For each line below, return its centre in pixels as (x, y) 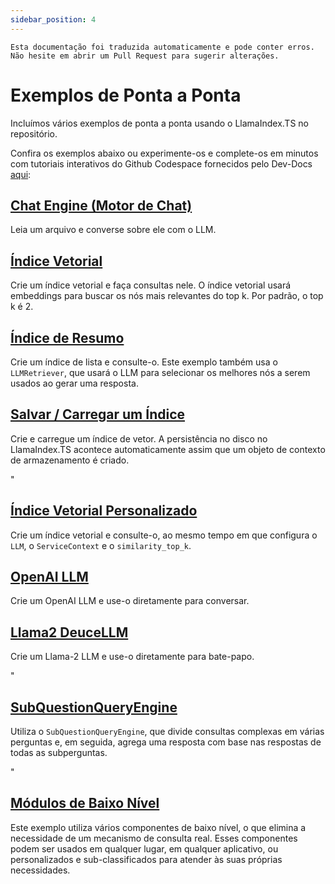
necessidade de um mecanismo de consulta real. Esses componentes (154, 838)
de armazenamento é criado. (70, 460)
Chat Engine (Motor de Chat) (101, 205)
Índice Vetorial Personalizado (104, 511)
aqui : (21, 174)
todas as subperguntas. (59, 753)
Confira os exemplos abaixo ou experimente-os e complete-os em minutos (164, 153)
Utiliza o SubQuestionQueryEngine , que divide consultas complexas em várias (167, 732)
